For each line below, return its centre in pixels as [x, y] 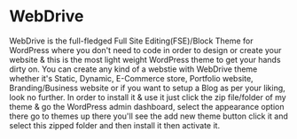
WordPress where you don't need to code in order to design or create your [145, 50]
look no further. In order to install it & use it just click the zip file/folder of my [148, 97]
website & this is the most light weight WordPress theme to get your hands [145, 59]
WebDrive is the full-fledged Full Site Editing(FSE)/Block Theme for [132, 41]
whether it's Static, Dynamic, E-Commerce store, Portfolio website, [132, 78]
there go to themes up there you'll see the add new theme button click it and [148, 116]
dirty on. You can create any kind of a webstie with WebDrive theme [133, 69]
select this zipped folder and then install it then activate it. [114, 125]
